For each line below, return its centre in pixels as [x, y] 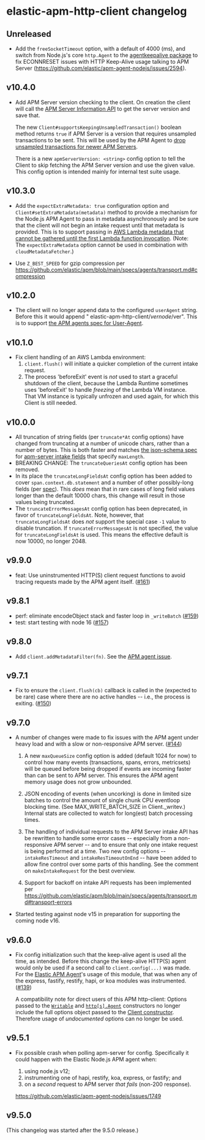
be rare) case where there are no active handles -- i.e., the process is [103, 697]
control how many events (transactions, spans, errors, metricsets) [107, 762]
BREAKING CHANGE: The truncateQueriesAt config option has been [101, 463]
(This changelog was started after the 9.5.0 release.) [73, 1130]
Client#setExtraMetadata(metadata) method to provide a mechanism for [106, 212]
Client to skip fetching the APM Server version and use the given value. [105, 165]
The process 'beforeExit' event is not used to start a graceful [101, 377]
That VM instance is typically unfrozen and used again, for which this [111, 396]
